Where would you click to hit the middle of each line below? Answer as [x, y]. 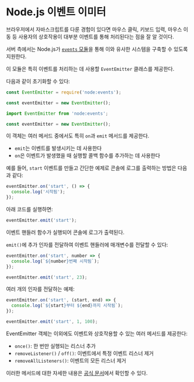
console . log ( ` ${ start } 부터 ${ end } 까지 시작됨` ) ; [67, 306]
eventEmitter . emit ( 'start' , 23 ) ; [47, 277]
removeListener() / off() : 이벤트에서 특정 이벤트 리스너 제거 [84, 353]
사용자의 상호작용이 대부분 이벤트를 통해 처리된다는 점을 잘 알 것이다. [96, 36]
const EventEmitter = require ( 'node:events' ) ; [64, 92]
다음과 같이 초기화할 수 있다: [38, 81]
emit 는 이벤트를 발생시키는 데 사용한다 [58, 148]
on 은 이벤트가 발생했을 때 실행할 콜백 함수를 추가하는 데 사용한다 [87, 156]
